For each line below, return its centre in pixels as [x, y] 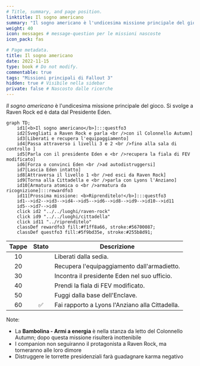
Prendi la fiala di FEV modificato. [100, 285]
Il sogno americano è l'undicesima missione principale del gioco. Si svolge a [100, 106]
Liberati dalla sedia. [82, 256]
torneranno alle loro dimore [48, 350]
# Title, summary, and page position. [54, 12]
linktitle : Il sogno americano [45, 17]
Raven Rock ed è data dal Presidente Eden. [59, 112]
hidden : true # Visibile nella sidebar [56, 83]
